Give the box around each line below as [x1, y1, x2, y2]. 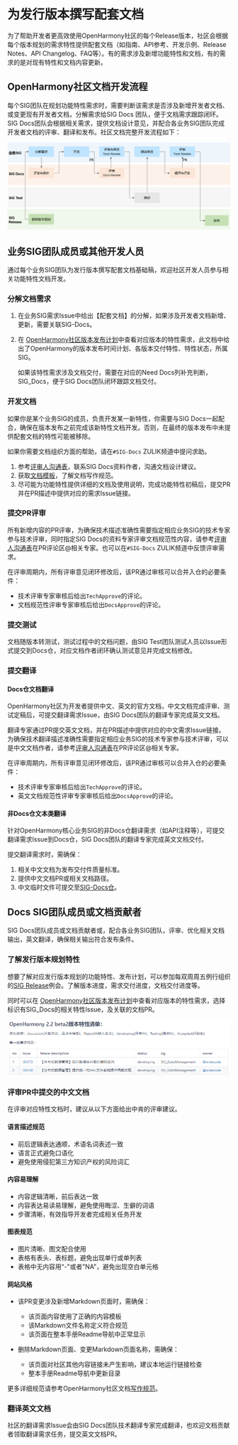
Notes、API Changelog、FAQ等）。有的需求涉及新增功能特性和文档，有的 [7, 49, 220, 58]
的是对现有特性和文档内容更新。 [13, 58, 107, 66]
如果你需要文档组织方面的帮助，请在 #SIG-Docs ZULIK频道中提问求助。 [7, 447, 211, 456]
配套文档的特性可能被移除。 [13, 431, 94, 441]
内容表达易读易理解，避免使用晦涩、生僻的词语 [17, 1200, 154, 1209]
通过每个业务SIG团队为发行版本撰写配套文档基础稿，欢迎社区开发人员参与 [7, 265, 223, 274]
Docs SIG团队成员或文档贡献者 [7, 906, 142, 918]
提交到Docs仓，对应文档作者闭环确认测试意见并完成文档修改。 [13, 646, 196, 655]
